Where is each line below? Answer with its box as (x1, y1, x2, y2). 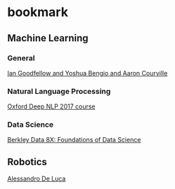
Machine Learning (7, 32, 89, 44)
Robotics (7, 155, 48, 168)
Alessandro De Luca (7, 174, 66, 183)
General (7, 53, 35, 63)
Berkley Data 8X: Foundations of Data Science (7, 136, 141, 144)
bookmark (7, 4, 69, 20)
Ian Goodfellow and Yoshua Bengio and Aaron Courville (7, 69, 168, 77)
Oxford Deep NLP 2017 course (7, 102, 96, 111)
